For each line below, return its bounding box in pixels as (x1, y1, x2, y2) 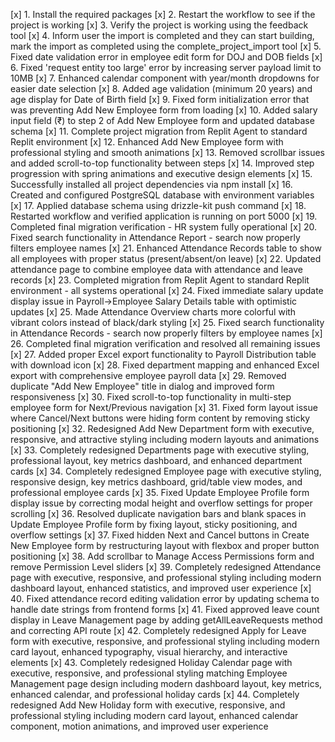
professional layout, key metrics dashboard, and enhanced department (10, 455, 303, 466)
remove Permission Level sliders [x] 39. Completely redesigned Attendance (10, 561, 322, 573)
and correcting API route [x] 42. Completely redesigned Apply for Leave (10, 625, 307, 636)
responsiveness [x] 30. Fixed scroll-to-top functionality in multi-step (10, 391, 292, 403)
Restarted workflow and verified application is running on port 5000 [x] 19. (10, 210, 318, 222)
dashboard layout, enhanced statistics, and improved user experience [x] (10, 582, 312, 594)
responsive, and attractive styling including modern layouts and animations (10, 434, 320, 445)
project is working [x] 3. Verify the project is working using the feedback (10, 19, 309, 31)
